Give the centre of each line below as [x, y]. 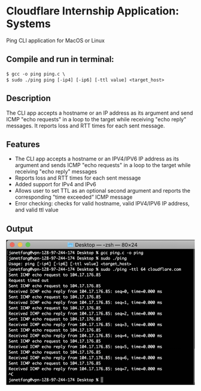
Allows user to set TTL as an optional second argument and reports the [102, 191]
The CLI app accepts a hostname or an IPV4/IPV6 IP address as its [97, 159]
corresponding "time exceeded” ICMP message [74, 197]
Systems [28, 24]
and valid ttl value [36, 210]
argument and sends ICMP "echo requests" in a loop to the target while [103, 165]
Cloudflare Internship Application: [93, 11]
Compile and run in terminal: [60, 59]
